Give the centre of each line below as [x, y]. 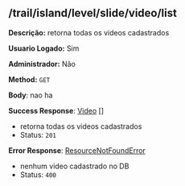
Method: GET [29, 79]
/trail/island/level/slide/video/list [92, 13]
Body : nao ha [31, 95]
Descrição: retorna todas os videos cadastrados [89, 32]
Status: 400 [38, 174]
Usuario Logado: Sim [44, 48]
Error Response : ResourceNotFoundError [77, 150]
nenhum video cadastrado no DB [74, 166]
